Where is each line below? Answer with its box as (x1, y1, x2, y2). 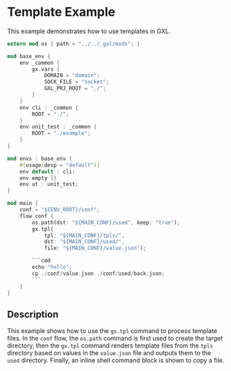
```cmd (32, 257, 51, 265)
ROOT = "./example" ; (32, 130, 91, 137)
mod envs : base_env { (7, 155, 72, 162)
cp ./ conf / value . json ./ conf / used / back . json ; (32, 270, 165, 277)
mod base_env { (7, 53, 51, 59)
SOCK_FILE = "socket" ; (43, 79, 110, 86)
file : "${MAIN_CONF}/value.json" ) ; (43, 245, 147, 252)
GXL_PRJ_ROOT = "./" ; (43, 85, 107, 92)
